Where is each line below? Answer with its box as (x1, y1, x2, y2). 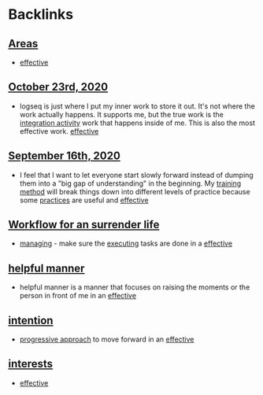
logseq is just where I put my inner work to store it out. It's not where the (19, 101, 256, 111)
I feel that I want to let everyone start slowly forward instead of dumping (19, 170, 254, 179)
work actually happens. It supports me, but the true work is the (19, 109, 224, 119)
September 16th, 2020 (8, 150, 120, 163)
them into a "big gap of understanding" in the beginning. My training (19, 179, 242, 188)
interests (8, 357, 54, 371)
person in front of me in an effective (19, 291, 136, 301)
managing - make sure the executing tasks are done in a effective (19, 238, 233, 249)
